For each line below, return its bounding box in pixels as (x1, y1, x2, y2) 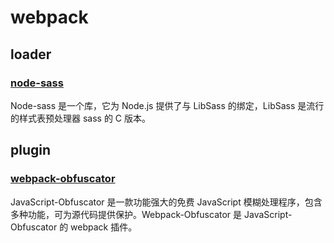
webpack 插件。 (70, 221, 138, 233)
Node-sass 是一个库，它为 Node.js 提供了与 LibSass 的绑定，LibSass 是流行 (10, 99, 325, 111)
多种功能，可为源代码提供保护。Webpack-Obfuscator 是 (10, 208, 243, 220)
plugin (10, 142, 52, 159)
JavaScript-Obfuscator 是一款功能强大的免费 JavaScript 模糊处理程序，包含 (10, 196, 323, 208)
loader (10, 46, 52, 63)
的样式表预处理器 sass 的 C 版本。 (10, 112, 152, 124)
